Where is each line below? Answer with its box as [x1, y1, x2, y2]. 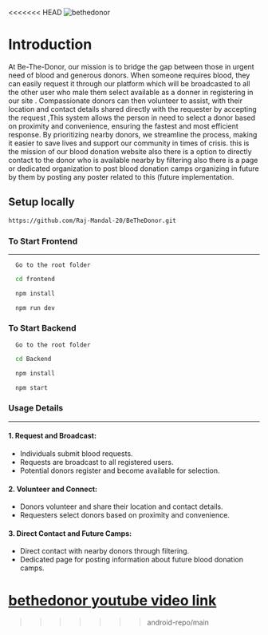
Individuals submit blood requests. [19, 448, 133, 458]
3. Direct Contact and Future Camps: [8, 528, 132, 538]
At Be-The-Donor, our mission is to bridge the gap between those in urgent [8, 62, 254, 71]
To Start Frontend [8, 236, 78, 247]
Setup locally [8, 196, 75, 209]
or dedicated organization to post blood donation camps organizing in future [8, 164, 259, 173]
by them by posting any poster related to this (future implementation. [8, 172, 235, 181]
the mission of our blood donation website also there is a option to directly [8, 146, 253, 156]
